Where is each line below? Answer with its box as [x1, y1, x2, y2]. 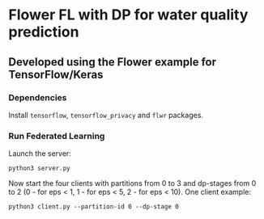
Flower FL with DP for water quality [8, 6, 249, 24]
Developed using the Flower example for [8, 55, 217, 69]
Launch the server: [8, 149, 71, 158]
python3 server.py [8, 164, 70, 173]
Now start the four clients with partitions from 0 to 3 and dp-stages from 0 [8, 179, 257, 188]
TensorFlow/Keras [8, 67, 104, 82]
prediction [8, 23, 79, 41]
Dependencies [8, 91, 67, 103]
